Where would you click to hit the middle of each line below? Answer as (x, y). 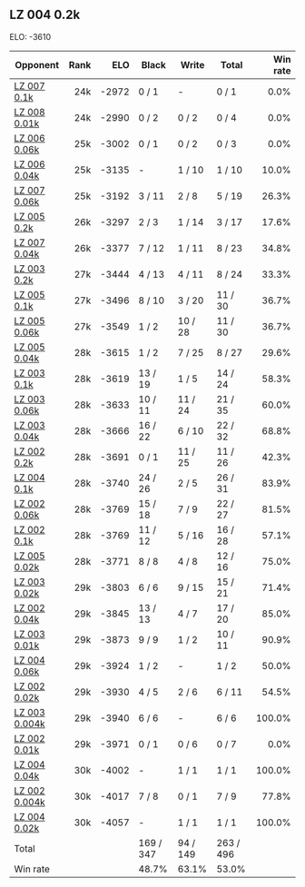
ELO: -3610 (30, 36)
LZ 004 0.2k (45, 15)
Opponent (37, 64)
